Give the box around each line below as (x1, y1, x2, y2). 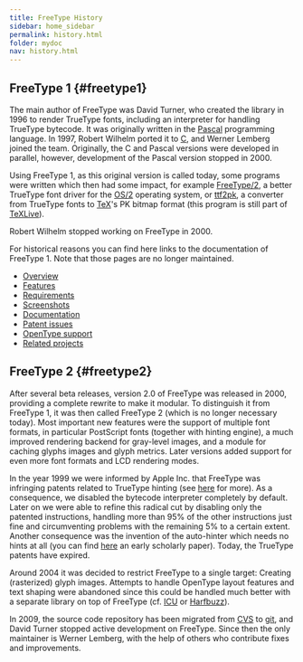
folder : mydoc (9, 38, 63, 48)
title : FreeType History (9, 13, 103, 23)
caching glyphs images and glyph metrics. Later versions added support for (9, 445, 292, 457)
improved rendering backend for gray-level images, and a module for (9, 436, 267, 447)
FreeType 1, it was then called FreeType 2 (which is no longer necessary (9, 407, 278, 418)
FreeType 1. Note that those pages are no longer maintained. (9, 252, 234, 263)
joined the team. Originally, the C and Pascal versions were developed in (9, 142, 279, 154)
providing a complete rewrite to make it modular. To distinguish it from (9, 397, 270, 408)
